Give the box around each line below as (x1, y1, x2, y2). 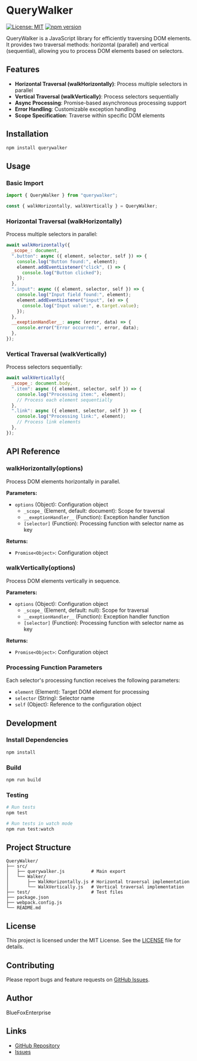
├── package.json (6, 894, 49, 901)
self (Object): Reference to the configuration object (14, 701, 142, 708)
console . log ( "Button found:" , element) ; (17, 259, 118, 265)
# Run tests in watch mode (6, 820, 73, 827)
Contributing (6, 960, 55, 970)
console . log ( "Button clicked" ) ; (21, 269, 102, 276)
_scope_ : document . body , (11, 380, 73, 386)
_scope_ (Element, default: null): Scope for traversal (23, 606, 149, 614)
